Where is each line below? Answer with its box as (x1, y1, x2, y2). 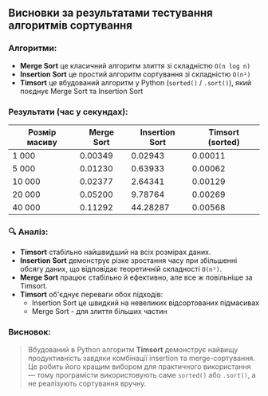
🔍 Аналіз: (8, 226, 49, 237)
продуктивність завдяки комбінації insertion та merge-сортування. (27, 353, 255, 363)
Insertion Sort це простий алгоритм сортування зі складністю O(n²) (19, 69, 251, 79)
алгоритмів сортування (8, 19, 133, 33)
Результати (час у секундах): (8, 106, 129, 117)
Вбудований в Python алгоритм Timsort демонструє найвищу (27, 344, 238, 354)
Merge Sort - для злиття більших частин (31, 307, 167, 316)
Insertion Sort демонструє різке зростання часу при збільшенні (19, 256, 238, 265)
